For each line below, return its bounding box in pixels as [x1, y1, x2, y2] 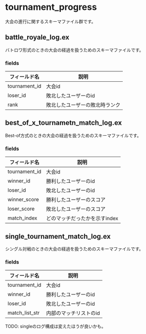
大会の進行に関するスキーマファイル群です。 [5, 18, 96, 24]
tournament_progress [5, 1, 97, 13]
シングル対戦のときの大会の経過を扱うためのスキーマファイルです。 [5, 246, 144, 252]
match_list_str [7, 309, 40, 316]
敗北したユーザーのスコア [46, 206, 106, 213]
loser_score [7, 205, 35, 212]
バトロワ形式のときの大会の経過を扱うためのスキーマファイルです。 [5, 47, 144, 53]
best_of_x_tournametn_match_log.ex [5, 118, 122, 127]
